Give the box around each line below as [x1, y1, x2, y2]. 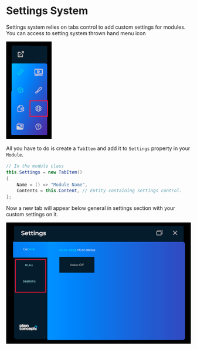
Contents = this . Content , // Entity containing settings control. [16, 188, 182, 194]
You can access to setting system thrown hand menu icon [6, 29, 146, 36]
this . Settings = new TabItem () [6, 169, 83, 175]
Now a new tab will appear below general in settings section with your [6, 205, 175, 212]
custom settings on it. [6, 211, 59, 218]
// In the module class [6, 163, 64, 169]
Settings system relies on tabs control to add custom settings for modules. [6, 23, 186, 30]
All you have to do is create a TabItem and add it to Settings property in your [6, 145, 191, 152]
